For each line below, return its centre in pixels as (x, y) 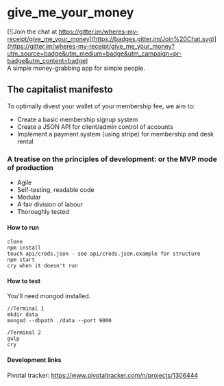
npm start (21, 260)
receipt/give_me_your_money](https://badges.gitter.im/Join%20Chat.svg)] (112, 38)
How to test (24, 281)
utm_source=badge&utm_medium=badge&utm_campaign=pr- (95, 53)
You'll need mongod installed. (49, 296)
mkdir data (23, 315)
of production (30, 167)
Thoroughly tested (43, 212)
